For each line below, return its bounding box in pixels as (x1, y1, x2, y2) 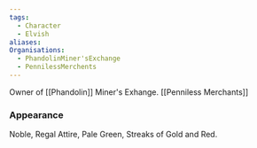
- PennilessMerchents (17, 63, 97, 72)
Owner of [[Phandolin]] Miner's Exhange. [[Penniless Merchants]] (9, 86, 249, 97)
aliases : (9, 37, 42, 47)
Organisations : (9, 46, 66, 55)
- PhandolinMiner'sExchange (17, 54, 121, 63)
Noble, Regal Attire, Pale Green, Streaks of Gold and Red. (9, 129, 218, 140)
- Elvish (17, 29, 50, 38)
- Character (17, 21, 62, 30)
